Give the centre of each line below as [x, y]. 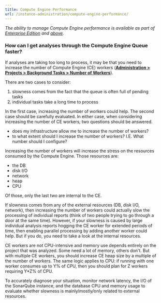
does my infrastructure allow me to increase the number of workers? [80, 131]
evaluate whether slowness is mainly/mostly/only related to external [73, 291]
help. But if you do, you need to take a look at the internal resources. [73, 236]
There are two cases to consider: [38, 82]
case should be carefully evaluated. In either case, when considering [74, 116]
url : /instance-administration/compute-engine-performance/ [67, 14]
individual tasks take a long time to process [55, 102]
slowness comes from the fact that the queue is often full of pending [80, 91]
